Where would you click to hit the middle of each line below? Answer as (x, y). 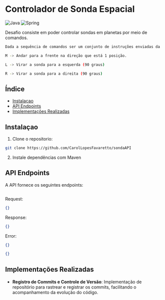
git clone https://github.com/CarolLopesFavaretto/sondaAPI (68, 148)
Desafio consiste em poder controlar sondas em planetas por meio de (76, 32)
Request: (14, 199)
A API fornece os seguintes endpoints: (44, 185)
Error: (11, 236)
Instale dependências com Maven (47, 157)
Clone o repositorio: (32, 139)
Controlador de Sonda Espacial (70, 9)
